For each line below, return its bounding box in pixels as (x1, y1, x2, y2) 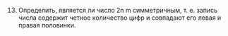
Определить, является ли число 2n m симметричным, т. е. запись (18, 6, 218, 14)
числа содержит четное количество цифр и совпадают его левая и (18, 13, 222, 22)
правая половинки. (18, 21, 76, 29)
